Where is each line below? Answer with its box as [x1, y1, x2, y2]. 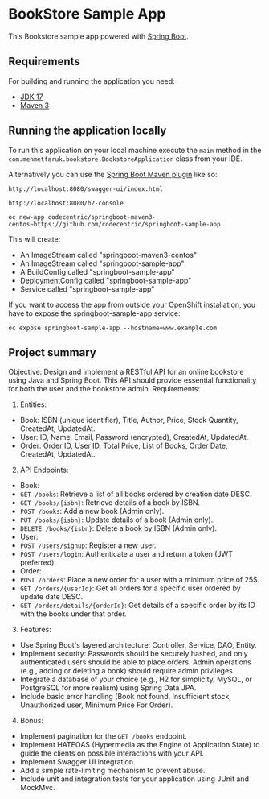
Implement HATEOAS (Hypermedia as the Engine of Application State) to [19, 740, 260, 750]
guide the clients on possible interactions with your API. [19, 748, 205, 758]
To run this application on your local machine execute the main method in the [8, 145, 262, 155]
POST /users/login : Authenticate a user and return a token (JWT [19, 549, 233, 559]
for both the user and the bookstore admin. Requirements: [8, 384, 201, 394]
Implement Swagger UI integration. [19, 757, 136, 767]
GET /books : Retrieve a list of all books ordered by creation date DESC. [19, 489, 252, 499]
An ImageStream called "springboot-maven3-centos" [19, 250, 198, 259]
